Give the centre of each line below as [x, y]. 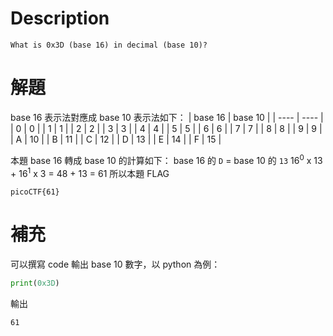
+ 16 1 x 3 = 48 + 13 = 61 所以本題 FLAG [90, 172]
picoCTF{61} [35, 192]
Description [60, 18]
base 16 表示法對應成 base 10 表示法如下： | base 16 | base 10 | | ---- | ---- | [167, 117]
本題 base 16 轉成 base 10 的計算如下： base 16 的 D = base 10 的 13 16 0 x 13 [166, 159]
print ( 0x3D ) [35, 283]
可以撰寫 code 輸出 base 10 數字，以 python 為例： [115, 264]
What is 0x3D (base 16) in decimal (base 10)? [109, 45]
